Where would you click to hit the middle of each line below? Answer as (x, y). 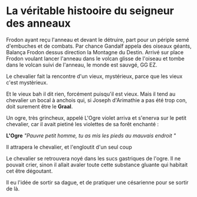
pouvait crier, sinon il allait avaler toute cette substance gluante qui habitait (97, 165)
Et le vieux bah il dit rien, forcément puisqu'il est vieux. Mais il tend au (91, 94)
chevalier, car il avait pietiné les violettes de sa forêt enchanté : (83, 124)
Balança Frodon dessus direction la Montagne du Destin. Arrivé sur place (95, 52)
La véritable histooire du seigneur (90, 11)
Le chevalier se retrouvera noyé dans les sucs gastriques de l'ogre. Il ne (93, 158)
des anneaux (38, 23)
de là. (13, 188)
